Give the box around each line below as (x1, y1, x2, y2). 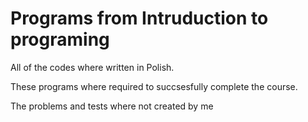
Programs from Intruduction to (10, 7, 269, 30)
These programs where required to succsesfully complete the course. (10, 80, 298, 92)
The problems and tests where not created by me (10, 100, 214, 112)
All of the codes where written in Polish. (10, 61, 175, 73)
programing (10, 28, 110, 51)
